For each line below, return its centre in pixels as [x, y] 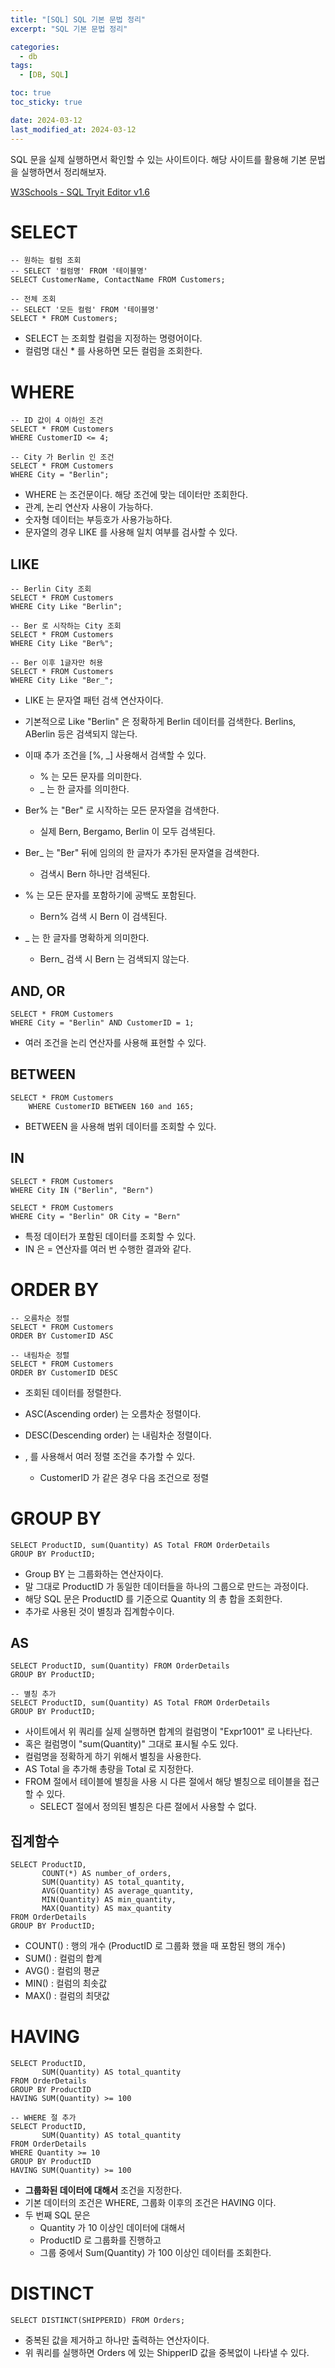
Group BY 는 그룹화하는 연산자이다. [94, 1573]
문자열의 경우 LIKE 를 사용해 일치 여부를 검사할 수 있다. [131, 532]
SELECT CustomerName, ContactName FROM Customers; [118, 280]
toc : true [31, 93]
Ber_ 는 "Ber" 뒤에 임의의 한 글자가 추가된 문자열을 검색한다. [142, 853]
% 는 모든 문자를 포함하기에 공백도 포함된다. [110, 895]
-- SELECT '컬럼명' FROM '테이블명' [79, 271]
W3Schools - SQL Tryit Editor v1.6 [80, 192]
